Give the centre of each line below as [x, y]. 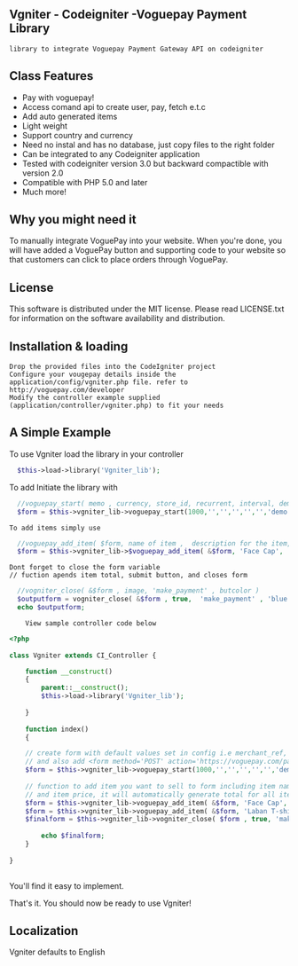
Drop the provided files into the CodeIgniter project [113, 367]
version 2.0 [43, 173]
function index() [57, 729]
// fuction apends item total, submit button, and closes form [129, 576]
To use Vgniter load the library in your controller [97, 454]
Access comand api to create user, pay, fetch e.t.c [114, 106]
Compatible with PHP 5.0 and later [85, 182]
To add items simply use [55, 528]
